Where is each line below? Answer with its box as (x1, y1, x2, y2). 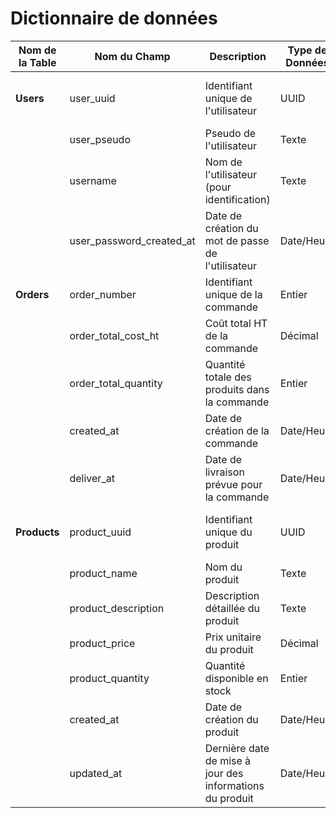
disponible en (204, 671, 269, 685)
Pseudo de (204, 126, 256, 140)
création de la (204, 423, 270, 437)
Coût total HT (204, 316, 268, 330)
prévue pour (204, 477, 263, 491)
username (69, 173, 117, 187)
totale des (204, 370, 252, 384)
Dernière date (204, 741, 270, 755)
